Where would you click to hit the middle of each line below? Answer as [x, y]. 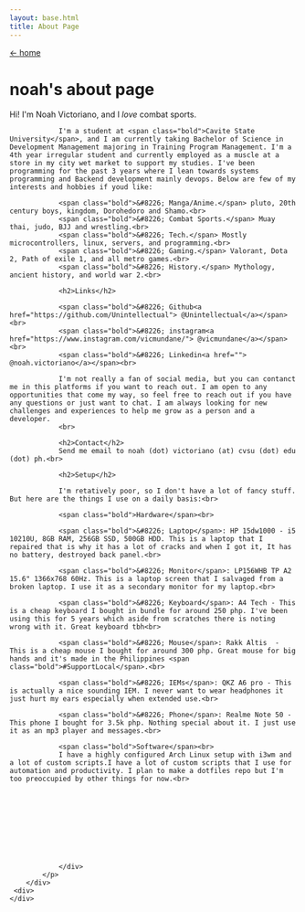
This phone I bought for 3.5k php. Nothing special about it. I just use [153, 723]
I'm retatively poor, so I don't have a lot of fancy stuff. [177, 491]
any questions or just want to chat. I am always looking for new [138, 403]
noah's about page [82, 89]
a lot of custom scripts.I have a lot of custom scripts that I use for [151, 763]
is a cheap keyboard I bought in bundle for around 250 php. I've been [148, 611]
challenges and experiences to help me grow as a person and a [132, 411]
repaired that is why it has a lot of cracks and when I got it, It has [151, 547]
